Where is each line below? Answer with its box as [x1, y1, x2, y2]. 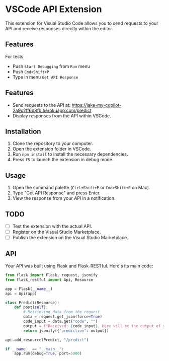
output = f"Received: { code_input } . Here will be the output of [23, 323, 161, 328]
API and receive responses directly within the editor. [5, 25, 113, 31]
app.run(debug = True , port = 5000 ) [14, 351, 82, 356]
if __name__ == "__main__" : [5, 346, 64, 351]
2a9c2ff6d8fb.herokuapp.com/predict [12, 107, 92, 113]
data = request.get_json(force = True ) [23, 314, 102, 319]
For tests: [5, 53, 25, 59]
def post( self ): [14, 305, 49, 310]
